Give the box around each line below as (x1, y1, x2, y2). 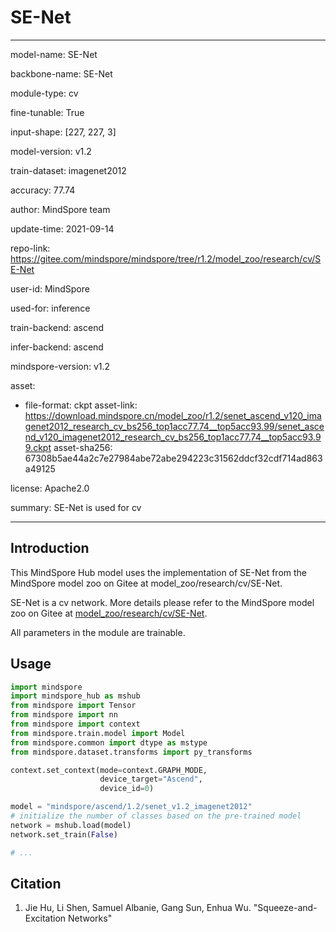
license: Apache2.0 (10, 482, 90, 494)
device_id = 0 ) (99, 784, 155, 794)
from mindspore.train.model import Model (10, 728, 186, 738)
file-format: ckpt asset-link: (24, 399, 138, 411)
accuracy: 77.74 (10, 184, 76, 196)
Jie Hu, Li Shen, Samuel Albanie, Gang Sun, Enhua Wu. (24, 902, 252, 914)
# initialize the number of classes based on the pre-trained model (10, 811, 302, 821)
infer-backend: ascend (10, 341, 104, 353)
